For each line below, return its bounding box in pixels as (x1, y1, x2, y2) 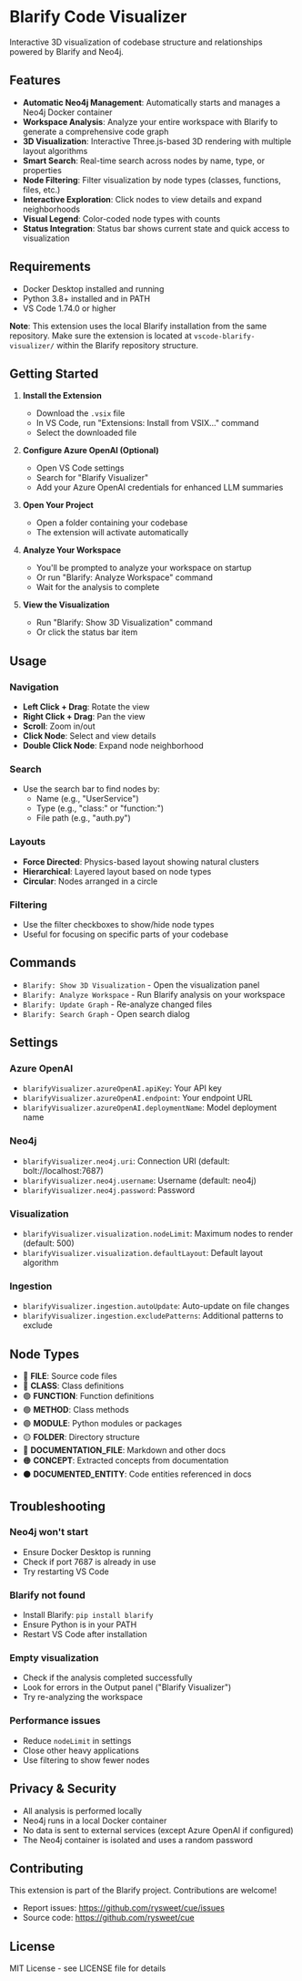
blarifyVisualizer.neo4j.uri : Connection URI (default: (22, 1156, 230, 1167)
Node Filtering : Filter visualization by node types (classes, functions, (22, 174, 282, 185)
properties (22, 164, 62, 175)
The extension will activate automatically (35, 527, 189, 538)
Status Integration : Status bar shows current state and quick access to (22, 223, 290, 233)
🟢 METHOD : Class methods (22, 1405, 129, 1416)
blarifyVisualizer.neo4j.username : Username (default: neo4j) (22, 1175, 257, 1186)
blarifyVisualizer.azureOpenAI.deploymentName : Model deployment (22, 1102, 277, 1114)
